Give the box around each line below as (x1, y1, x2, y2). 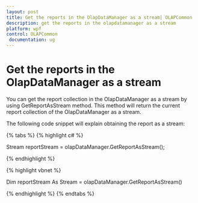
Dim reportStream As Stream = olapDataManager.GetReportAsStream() (6, 178, 182, 186)
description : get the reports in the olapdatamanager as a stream (6, 20, 176, 26)
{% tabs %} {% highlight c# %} (6, 131, 84, 139)
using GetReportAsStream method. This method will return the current (6, 102, 181, 109)
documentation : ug (8, 37, 55, 43)
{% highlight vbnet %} (6, 166, 61, 173)
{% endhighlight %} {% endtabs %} (6, 190, 94, 197)
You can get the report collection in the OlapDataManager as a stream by (6, 95, 188, 102)
